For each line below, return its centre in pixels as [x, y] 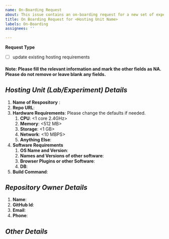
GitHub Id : [23, 205]
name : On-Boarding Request [33, 10]
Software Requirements [38, 145]
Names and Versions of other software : [62, 155]
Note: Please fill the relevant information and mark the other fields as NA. [83, 69]
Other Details [26, 231]
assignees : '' [20, 29]
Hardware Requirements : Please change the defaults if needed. [79, 113]
